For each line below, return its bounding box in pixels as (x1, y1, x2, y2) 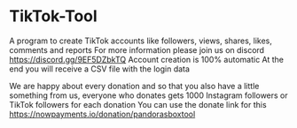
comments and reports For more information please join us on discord (9, 44, 264, 55)
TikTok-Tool (9, 6, 98, 26)
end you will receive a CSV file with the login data (9, 64, 191, 74)
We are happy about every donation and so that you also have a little (9, 80, 260, 91)
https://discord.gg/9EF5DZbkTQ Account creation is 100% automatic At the (9, 54, 285, 64)
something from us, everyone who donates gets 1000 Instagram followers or (9, 90, 288, 101)
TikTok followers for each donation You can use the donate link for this (9, 99, 268, 109)
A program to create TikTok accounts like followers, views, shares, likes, (9, 35, 273, 46)
